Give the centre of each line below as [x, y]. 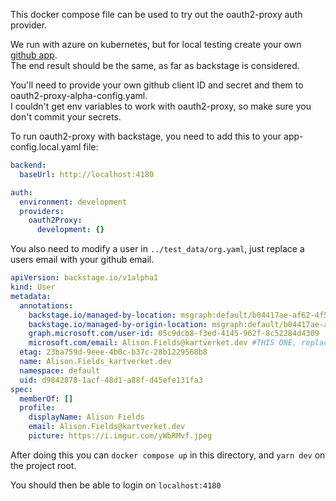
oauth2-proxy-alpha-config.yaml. [79, 95]
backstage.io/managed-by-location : [102, 315]
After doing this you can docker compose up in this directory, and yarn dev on [168, 455]
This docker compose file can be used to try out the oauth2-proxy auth [156, 14]
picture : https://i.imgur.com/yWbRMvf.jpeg [120, 436]
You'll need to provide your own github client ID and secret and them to [157, 85]
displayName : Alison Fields [86, 417]
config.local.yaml [46, 147]
